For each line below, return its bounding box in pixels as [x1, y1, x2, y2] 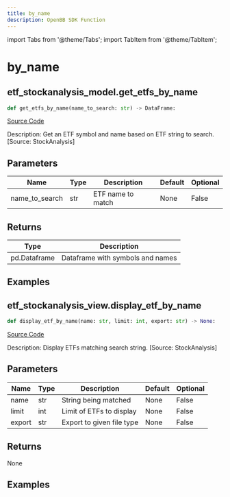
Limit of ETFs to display [61, 406, 137, 415]
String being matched [61, 395, 131, 404]
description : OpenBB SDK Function [7, 16, 106, 23]
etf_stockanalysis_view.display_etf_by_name [7, 300, 202, 311]
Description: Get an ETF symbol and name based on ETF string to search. [7, 130, 214, 138]
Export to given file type [61, 417, 139, 427]
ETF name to [93, 189, 134, 199]
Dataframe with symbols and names [61, 253, 177, 263]
